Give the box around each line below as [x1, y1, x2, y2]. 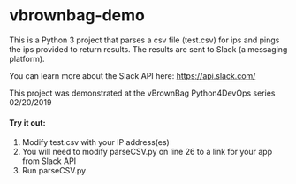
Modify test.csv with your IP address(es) [21, 137, 170, 148]
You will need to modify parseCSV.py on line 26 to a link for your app [21, 147, 272, 157]
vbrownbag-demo [9, 5, 146, 26]
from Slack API [21, 156, 77, 166]
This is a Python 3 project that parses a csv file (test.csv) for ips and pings [9, 34, 280, 45]
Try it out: [9, 117, 46, 128]
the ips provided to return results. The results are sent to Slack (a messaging [9, 43, 288, 54]
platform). [9, 53, 46, 64]
